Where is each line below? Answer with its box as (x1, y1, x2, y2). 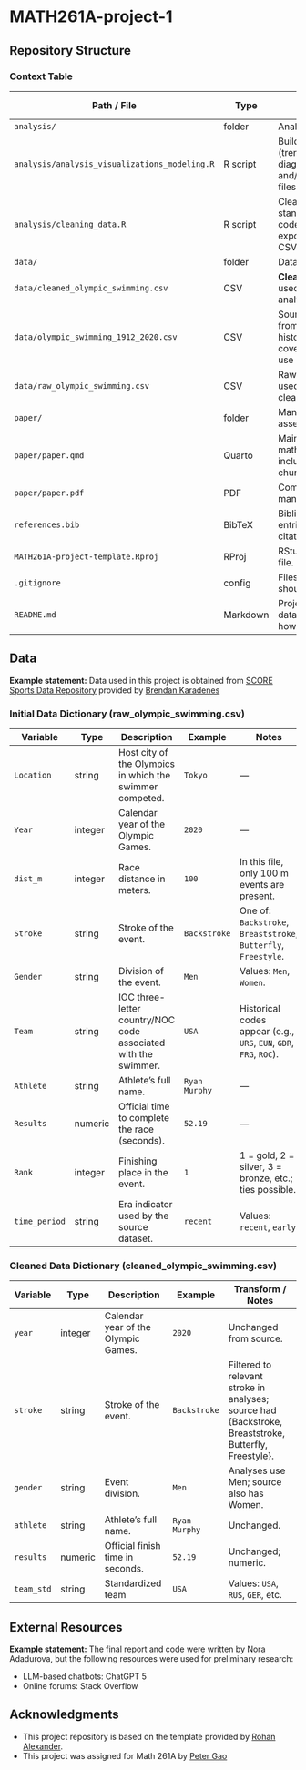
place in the (117, 1165, 168, 1178)
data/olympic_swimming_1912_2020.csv (14, 331, 178, 342)
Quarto (222, 449, 253, 462)
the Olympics (117, 758, 176, 770)
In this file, (240, 855, 284, 868)
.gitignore (14, 577, 61, 588)
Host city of (117, 746, 168, 758)
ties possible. (240, 1183, 296, 1195)
